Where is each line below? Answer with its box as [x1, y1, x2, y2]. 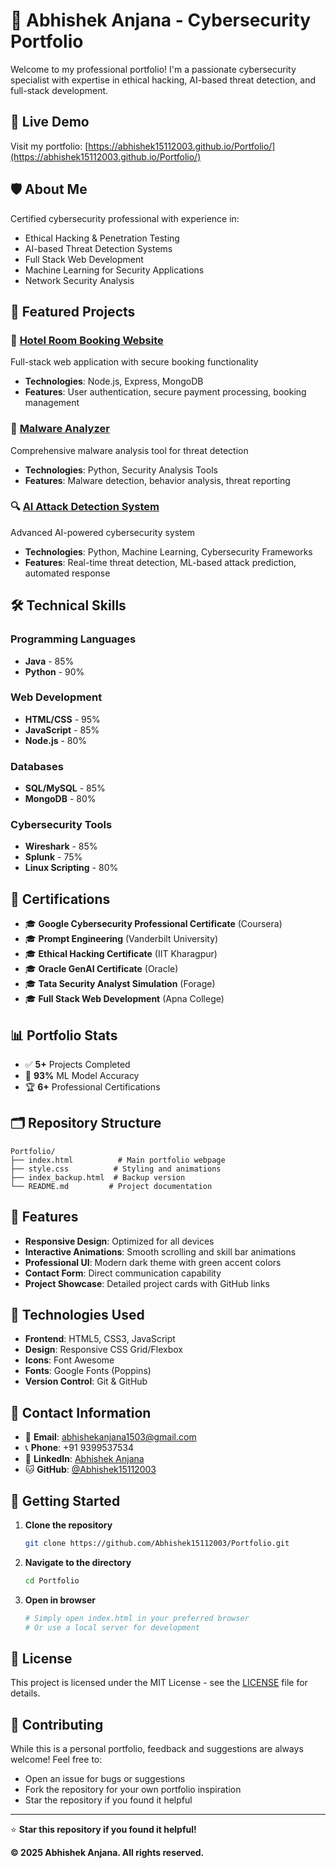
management [24, 397, 80, 409]
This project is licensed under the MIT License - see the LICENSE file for [10, 1677, 308, 1689]
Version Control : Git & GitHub [24, 1375, 148, 1388]
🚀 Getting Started [10, 1492, 121, 1509]
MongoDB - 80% [24, 793, 97, 805]
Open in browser [24, 1594, 96, 1606]
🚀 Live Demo [10, 114, 90, 131]
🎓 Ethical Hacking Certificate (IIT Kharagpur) [24, 948, 218, 960]
